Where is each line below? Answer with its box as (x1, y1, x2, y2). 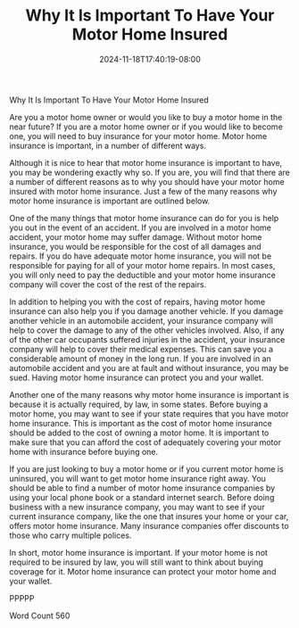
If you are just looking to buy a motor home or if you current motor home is (9, 463, 284, 474)
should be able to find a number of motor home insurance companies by (9, 483, 276, 493)
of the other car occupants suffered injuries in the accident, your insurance (9, 334, 286, 344)
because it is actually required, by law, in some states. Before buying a (9, 399, 269, 409)
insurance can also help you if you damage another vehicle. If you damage (9, 305, 284, 317)
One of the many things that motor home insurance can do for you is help (9, 212, 279, 223)
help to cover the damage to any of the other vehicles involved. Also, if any (9, 325, 285, 335)
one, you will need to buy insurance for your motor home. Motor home (9, 130, 268, 141)
